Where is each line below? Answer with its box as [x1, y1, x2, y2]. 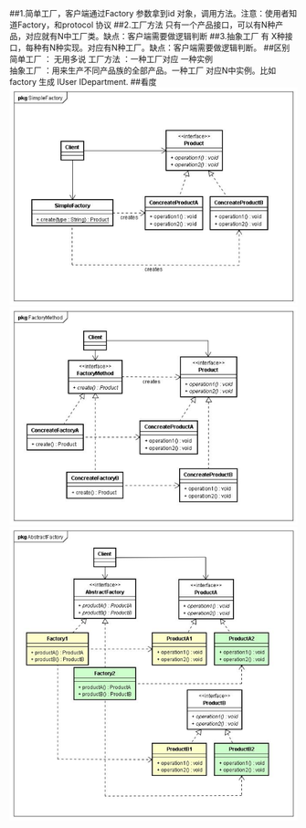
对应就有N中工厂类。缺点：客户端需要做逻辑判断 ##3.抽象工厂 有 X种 [25, 31, 286, 41]
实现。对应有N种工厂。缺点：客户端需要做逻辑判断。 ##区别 [63, 42, 290, 53]
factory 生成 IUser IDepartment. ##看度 [9, 77, 157, 87]
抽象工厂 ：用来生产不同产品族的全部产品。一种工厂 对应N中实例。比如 [9, 65, 277, 76]
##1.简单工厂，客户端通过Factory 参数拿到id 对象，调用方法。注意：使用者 [9, 8, 290, 18]
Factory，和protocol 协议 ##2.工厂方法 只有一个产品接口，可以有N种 [16, 19, 276, 30]
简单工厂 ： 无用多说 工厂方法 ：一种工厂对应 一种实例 [9, 54, 213, 64]
